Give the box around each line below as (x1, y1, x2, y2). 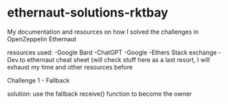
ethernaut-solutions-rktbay (7, 5, 168, 21)
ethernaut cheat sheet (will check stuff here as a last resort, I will (27, 55, 210, 63)
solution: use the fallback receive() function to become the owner (7, 90, 192, 98)
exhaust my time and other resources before (7, 63, 133, 71)
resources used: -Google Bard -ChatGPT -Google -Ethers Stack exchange (7, 48, 217, 56)
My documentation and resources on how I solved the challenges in (7, 28, 199, 36)
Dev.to (7, 55, 26, 63)
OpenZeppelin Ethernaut (7, 34, 77, 43)
